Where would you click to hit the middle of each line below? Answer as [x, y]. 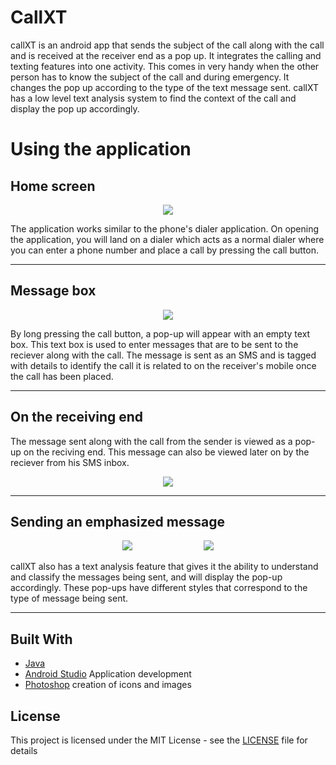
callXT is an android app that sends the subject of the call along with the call [167, 45]
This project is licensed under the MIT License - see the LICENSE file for [159, 740]
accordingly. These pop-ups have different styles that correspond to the [159, 588]
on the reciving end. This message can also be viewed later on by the [166, 452]
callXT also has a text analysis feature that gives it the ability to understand [164, 567]
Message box [53, 291]
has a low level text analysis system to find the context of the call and [153, 98]
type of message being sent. [69, 598]
